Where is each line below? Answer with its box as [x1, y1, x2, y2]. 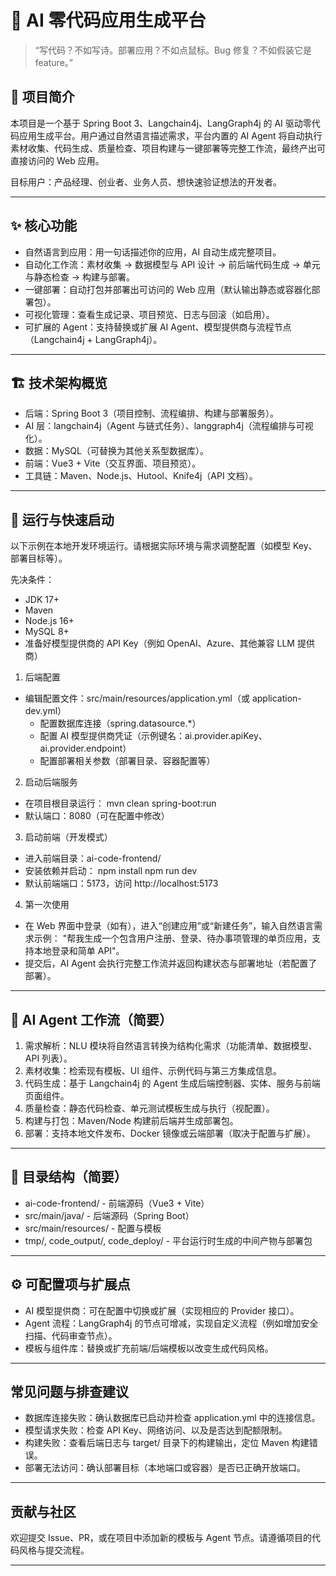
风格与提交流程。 [18, 1544, 90, 1556]
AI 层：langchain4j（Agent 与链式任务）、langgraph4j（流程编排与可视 [24, 420, 314, 432]
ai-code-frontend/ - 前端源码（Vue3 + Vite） [24, 1197, 210, 1209]
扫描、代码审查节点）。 [24, 1329, 118, 1341]
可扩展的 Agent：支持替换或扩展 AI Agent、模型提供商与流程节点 [24, 321, 292, 333]
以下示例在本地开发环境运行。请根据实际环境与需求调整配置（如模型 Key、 [10, 540, 318, 552]
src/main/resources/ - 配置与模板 [24, 1222, 162, 1234]
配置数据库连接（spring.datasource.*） [39, 717, 202, 730]
